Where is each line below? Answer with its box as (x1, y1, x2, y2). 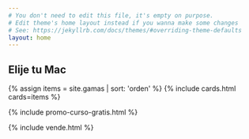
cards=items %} (8, 92, 61, 102)
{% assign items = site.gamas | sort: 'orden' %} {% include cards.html (8, 84, 236, 93)
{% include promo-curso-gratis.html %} (8, 107, 138, 117)
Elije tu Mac (8, 62, 67, 76)
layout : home (8, 33, 51, 42)
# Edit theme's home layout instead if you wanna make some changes (8, 19, 239, 27)
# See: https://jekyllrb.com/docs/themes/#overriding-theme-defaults (8, 26, 243, 34)
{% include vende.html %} (8, 123, 94, 133)
